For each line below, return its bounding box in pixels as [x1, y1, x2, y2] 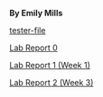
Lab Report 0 [9, 42, 59, 53]
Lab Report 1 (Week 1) [9, 60, 90, 70]
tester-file [9, 25, 46, 35]
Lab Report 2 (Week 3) [9, 77, 94, 88]
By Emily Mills [9, 8, 63, 18]
